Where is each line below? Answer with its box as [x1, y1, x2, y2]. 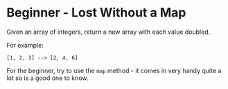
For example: [6, 41, 44, 49]
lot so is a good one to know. [6, 74, 89, 82]
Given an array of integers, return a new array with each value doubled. [6, 28, 211, 36]
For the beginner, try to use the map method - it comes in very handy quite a [6, 66, 222, 75]
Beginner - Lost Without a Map [6, 5, 186, 21]
